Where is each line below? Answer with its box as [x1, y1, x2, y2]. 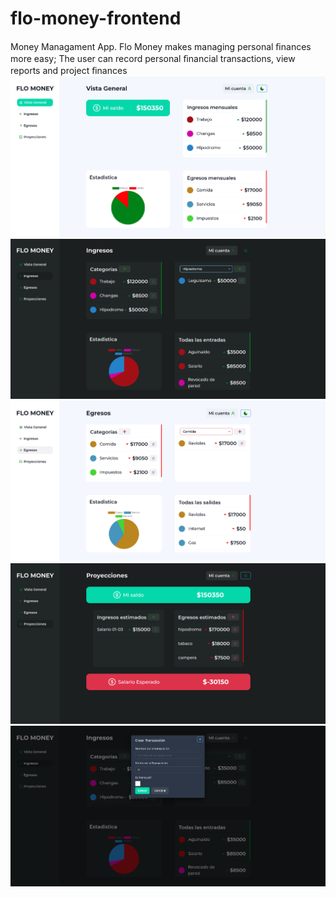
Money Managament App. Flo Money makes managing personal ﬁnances [10, 40, 312, 52]
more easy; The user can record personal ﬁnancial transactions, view [10, 52, 296, 64]
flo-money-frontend [10, 7, 182, 30]
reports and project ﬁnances [10, 64, 128, 76]
